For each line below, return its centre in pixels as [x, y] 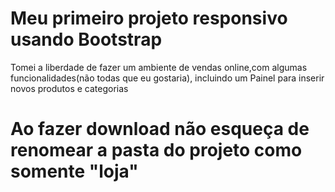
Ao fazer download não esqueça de [160, 129]
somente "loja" [74, 171]
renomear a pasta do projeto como [156, 150]
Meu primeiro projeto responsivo [149, 18]
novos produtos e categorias [69, 88]
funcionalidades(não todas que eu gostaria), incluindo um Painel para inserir [167, 78]
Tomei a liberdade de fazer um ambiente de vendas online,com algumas [159, 67]
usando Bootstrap [86, 39]
